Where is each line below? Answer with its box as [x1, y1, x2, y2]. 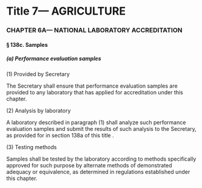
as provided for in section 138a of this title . [6, 131, 114, 139]
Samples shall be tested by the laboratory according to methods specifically [6, 155, 197, 162]
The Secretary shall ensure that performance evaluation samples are [6, 82, 178, 89]
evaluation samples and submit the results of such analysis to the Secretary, [6, 125, 197, 132]
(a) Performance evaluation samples [6, 55, 101, 62]
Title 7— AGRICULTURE [6, 4, 126, 18]
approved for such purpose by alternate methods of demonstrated [6, 161, 172, 169]
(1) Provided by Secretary [6, 70, 70, 77]
